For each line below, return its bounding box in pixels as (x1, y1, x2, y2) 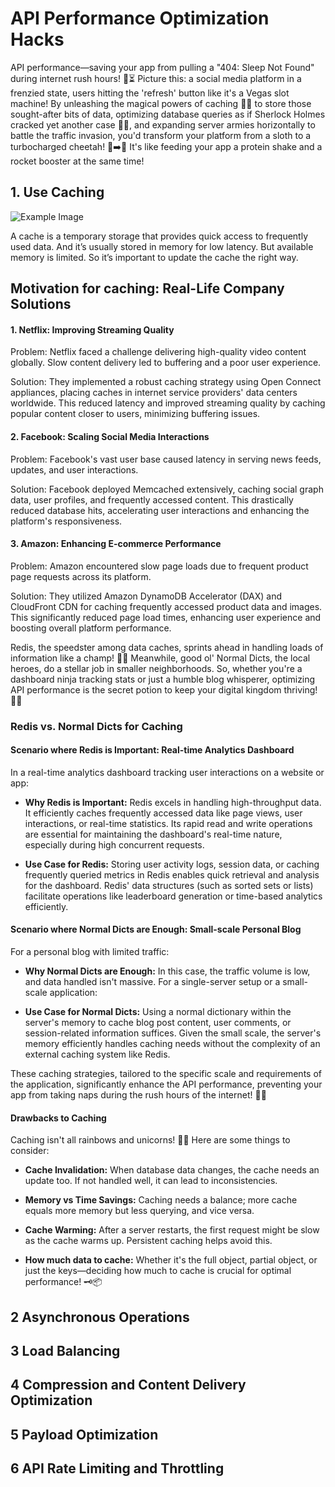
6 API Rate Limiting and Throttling (10, 1460, 225, 1477)
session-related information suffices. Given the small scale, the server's (24, 1027, 322, 1039)
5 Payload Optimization (10, 1426, 159, 1443)
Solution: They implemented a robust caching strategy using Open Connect (10, 376, 322, 388)
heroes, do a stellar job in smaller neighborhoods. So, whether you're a (10, 662, 303, 674)
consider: (10, 1145, 50, 1157)
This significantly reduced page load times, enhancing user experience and (10, 611, 322, 623)
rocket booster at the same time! (10, 155, 145, 167)
